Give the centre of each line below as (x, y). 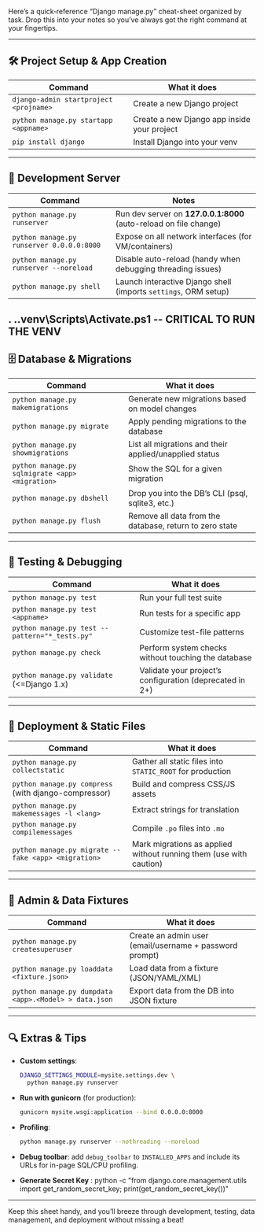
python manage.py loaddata (62, 969)
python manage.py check (57, 652)
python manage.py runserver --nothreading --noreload (109, 1141)
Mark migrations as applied (182, 844)
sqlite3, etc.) (151, 503)
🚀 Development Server (64, 178)
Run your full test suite (181, 598)
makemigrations (40, 407)
